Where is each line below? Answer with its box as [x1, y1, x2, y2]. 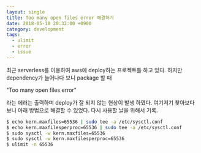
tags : [6, 32, 20, 38]
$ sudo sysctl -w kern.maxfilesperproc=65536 [6, 136, 124, 142]
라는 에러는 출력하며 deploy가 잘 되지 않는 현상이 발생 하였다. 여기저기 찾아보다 [6, 99, 195, 106]
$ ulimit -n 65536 [6, 141, 53, 147]
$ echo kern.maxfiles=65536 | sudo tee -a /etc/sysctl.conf [6, 119, 164, 125]
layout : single [6, 9, 45, 15]
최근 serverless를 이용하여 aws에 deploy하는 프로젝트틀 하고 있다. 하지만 [6, 66, 183, 73]
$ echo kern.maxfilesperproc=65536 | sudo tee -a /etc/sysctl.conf [6, 124, 183, 130]
